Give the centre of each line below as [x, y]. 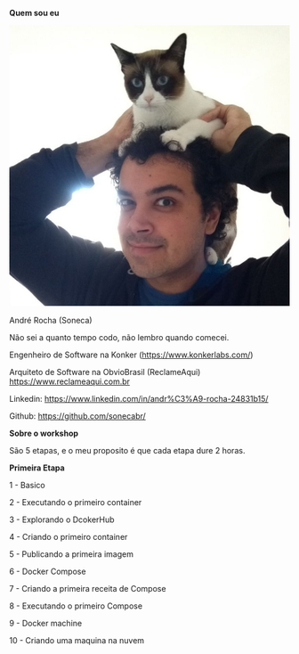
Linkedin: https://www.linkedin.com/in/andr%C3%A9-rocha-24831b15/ [139, 399]
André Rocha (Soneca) [51, 320]
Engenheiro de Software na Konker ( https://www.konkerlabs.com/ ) [131, 355]
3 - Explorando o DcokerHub [62, 519]
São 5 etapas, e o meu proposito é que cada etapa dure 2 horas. [127, 450]
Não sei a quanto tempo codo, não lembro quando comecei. [119, 337]
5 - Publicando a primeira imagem [71, 554]
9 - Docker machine [46, 623]
